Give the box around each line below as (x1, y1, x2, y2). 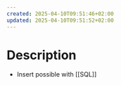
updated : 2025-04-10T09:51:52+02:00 (6, 17, 114, 24)
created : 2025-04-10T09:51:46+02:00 (6, 10, 114, 18)
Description (6, 47, 77, 63)
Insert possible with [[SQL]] (16, 70, 97, 79)
